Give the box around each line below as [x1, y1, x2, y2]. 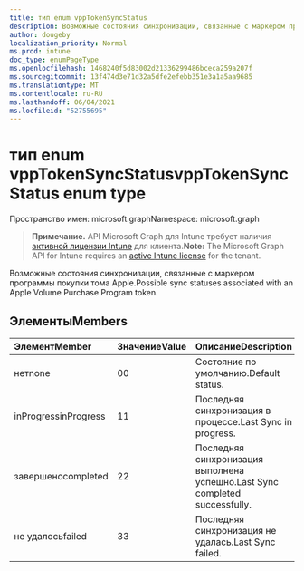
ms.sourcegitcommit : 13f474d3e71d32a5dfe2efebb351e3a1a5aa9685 [9, 73, 253, 82]
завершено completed [14, 470, 109, 482]
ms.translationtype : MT [9, 81, 100, 90]
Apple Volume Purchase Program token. [9, 287, 158, 298]
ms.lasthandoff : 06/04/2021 [9, 97, 116, 107]
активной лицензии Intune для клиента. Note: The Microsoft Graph [31, 241, 285, 252]
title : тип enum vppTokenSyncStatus [9, 13, 147, 23]
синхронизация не [195, 525, 277, 537]
